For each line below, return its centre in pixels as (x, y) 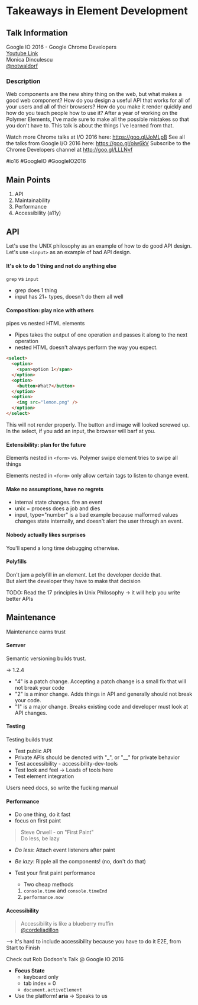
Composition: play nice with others (50, 310)
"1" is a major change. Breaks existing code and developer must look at (101, 706)
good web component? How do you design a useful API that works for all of (98, 100)
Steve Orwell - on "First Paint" (57, 832)
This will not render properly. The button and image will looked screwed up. (98, 424)
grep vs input (22, 279)
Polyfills (17, 562)
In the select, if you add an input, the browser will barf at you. (81, 431)
